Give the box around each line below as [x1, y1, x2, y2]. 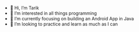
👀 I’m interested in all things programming [10, 10, 97, 16]
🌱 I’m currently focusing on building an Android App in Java [10, 16, 134, 21]
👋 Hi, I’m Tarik [10, 5, 39, 11]
